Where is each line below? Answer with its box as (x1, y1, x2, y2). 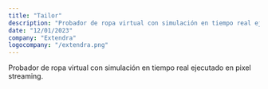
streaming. (8, 72, 44, 81)
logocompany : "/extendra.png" (8, 41, 109, 49)
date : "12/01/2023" (8, 26, 73, 34)
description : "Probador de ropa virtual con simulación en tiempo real (8, 19, 251, 27)
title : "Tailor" (8, 11, 62, 20)
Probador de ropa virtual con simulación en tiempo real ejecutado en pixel (8, 63, 251, 72)
